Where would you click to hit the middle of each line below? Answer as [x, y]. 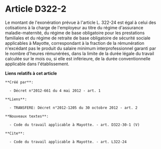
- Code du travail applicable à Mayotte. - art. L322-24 [68, 142]
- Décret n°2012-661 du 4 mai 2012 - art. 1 [55, 91]
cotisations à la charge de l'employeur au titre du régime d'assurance [74, 27]
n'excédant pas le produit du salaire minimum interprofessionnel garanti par [80, 48]
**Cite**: [15, 133]
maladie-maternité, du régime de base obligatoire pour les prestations [75, 33]
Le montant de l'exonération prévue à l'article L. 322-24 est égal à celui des [80, 22]
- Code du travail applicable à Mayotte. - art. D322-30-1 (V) [74, 125]
